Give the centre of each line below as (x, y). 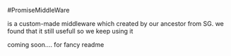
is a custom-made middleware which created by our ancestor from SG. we (116, 23)
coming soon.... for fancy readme (56, 44)
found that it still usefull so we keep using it (70, 31)
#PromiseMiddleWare (38, 10)
